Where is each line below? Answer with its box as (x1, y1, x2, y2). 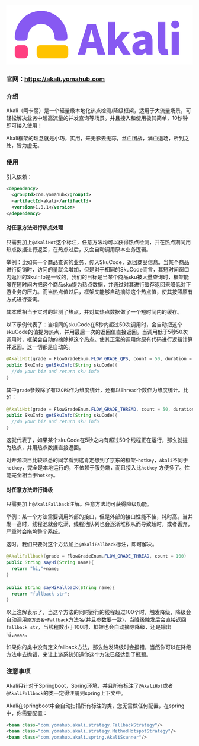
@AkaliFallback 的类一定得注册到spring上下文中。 (6, 689, 126, 697)
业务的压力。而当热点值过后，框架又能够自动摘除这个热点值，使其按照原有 (11, 288, 193, 295)
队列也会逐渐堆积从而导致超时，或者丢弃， (88, 521, 193, 528)
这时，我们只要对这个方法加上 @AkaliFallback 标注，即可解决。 (6, 540, 158, 548)
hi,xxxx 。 (6, 631, 31, 638)
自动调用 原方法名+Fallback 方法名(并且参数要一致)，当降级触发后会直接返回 (6, 616, 187, 623)
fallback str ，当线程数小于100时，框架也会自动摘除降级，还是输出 (6, 624, 172, 631)
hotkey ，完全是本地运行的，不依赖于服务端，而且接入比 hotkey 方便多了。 (6, 464, 185, 471)
